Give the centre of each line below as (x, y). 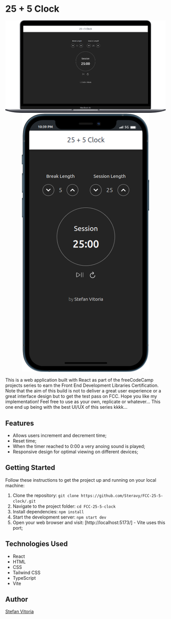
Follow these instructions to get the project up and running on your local (81, 480)
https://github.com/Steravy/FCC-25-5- (122, 496)
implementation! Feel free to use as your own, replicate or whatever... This (83, 402)
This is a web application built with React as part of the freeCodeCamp (79, 380)
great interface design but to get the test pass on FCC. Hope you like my (81, 397)
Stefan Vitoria (20, 612)
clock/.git (24, 501)
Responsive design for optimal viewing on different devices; (75, 452)
